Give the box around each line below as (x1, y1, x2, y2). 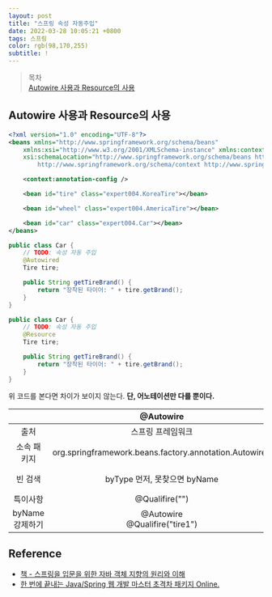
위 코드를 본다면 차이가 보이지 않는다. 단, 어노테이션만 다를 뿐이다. (8, 391, 215, 400)
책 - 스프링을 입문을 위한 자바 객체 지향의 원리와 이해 (19, 569, 186, 579)
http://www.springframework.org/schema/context (37, 161, 201, 169)
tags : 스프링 (8, 34, 47, 43)
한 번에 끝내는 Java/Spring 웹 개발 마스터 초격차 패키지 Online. (19, 579, 220, 589)
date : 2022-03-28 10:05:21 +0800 (8, 27, 121, 35)
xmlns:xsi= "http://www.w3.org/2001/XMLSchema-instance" (23, 146, 216, 154)
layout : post (8, 11, 53, 20)
